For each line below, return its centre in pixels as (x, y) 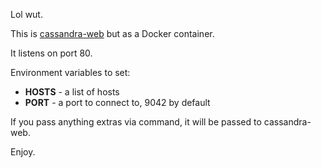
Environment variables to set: (70, 72)
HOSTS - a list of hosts (72, 92)
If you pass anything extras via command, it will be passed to (136, 122)
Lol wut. (26, 14)
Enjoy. (23, 152)
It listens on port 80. (51, 53)
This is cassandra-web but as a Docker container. (112, 33)
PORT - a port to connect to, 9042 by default (117, 102)
